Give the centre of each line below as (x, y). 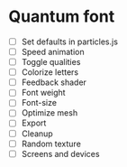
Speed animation (53, 52)
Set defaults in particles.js (70, 42)
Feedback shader (54, 82)
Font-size (39, 103)
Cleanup (37, 134)
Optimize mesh (50, 113)
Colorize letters (50, 72)
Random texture (51, 144)
